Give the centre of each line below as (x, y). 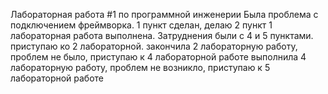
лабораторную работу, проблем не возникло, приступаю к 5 (140, 67)
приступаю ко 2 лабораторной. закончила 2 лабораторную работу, (154, 46)
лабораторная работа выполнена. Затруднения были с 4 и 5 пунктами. (162, 35)
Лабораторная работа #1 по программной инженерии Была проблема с (164, 14)
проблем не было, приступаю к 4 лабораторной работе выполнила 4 (158, 57)
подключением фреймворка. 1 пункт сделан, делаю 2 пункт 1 (141, 25)
